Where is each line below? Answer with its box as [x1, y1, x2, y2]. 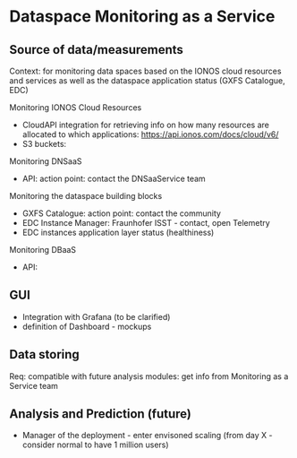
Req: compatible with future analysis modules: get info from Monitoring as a [9, 370, 289, 382]
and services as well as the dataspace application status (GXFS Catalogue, [9, 75, 285, 86]
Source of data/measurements [9, 42, 183, 57]
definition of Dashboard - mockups [21, 321, 152, 332]
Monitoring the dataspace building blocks [9, 191, 163, 201]
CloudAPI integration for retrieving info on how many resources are [21, 119, 270, 130]
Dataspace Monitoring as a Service [9, 6, 276, 27]
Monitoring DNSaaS [9, 156, 82, 167]
